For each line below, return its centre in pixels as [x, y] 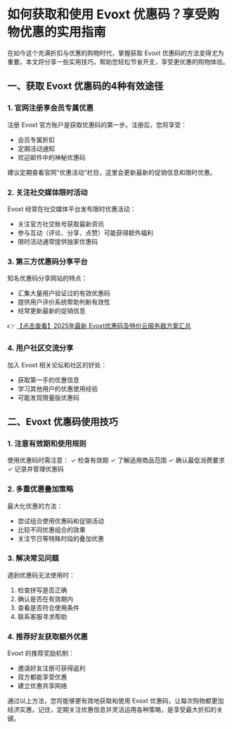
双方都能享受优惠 [42, 677]
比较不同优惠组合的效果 [51, 529]
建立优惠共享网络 [42, 686]
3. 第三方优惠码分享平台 [47, 262]
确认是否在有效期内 [45, 599]
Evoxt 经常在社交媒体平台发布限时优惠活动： [72, 209]
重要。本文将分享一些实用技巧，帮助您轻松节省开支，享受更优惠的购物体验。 [118, 61]
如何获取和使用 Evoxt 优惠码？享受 [107, 14]
